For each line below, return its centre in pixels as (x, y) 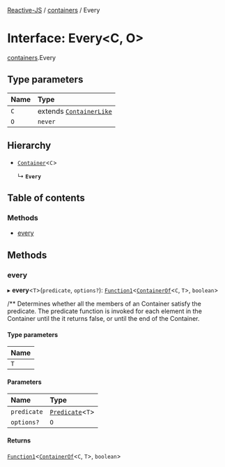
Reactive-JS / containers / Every (54, 10)
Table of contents (46, 197)
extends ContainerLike (75, 111)
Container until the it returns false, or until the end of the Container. (103, 318)
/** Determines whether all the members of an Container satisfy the (104, 303)
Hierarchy (29, 146)
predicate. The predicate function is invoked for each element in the (104, 311)
